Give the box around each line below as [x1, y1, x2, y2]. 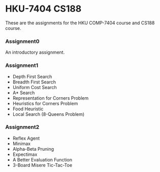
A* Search [12, 90, 35, 96]
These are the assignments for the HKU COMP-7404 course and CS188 [5, 20, 155, 26]
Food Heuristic [12, 106, 44, 112]
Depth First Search [12, 73, 52, 79]
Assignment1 [5, 62, 39, 69]
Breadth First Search [12, 79, 56, 85]
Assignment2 [5, 123, 40, 131]
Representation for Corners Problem [12, 95, 89, 101]
